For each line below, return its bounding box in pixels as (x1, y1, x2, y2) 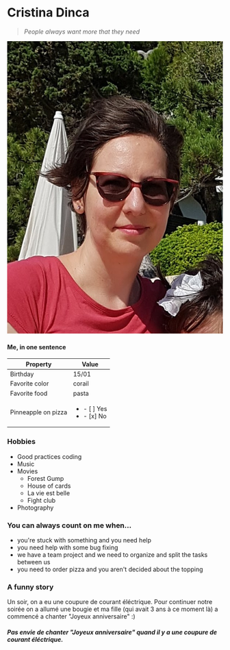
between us (16, 558, 51, 566)
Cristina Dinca (7, 5, 90, 21)
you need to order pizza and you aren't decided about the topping (16, 565, 203, 573)
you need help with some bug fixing (16, 543, 118, 552)
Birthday (10, 370, 34, 378)
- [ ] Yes (83, 404, 107, 412)
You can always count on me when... (7, 521, 132, 530)
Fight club (27, 496, 56, 504)
